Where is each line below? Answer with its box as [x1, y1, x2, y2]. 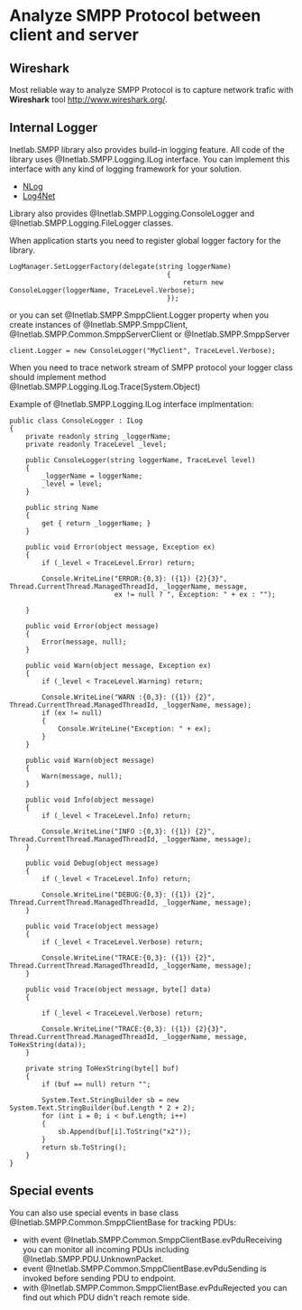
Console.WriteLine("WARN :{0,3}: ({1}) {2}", [41, 692, 216, 701]
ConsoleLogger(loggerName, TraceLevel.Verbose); [9, 285, 196, 294]
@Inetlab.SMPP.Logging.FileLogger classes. [9, 218, 174, 228]
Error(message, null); [41, 637, 127, 646]
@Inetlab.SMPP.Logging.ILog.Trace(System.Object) [9, 381, 201, 392]
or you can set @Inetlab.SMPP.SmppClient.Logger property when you [9, 309, 269, 321]
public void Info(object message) [25, 795, 155, 804]
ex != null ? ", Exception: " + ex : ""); [114, 590, 277, 599]
